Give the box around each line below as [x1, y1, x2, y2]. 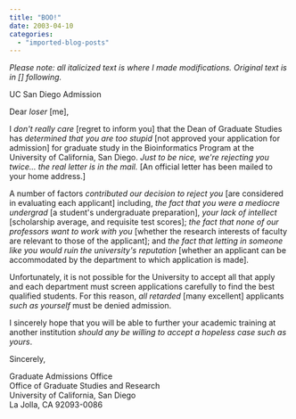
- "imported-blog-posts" [17, 37, 110, 47]
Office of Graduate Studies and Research [9, 381, 160, 391]
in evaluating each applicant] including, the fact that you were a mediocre [9, 198, 281, 209]
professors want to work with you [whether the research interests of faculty [9, 226, 288, 237]
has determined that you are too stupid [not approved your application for [9, 133, 281, 144]
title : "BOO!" [9, 12, 62, 22]
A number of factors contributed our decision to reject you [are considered [9, 188, 284, 199]
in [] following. [9, 72, 62, 83]
